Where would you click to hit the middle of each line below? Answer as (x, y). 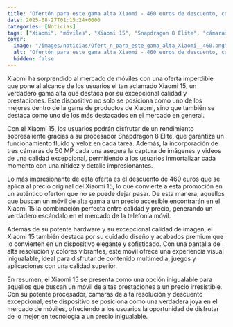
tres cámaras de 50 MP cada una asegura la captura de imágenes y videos (114, 150)
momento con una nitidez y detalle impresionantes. (80, 165)
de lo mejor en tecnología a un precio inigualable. (77, 316)
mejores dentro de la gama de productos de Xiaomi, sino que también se (111, 107)
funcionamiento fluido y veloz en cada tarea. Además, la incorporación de (113, 143)
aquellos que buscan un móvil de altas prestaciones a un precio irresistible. (115, 286)
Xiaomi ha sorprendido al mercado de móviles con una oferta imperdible (110, 78)
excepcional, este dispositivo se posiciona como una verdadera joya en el (112, 301)
